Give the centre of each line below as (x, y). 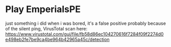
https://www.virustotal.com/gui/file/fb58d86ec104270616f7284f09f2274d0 (84, 34)
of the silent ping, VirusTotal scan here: (46, 28)
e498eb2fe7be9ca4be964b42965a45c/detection (57, 39)
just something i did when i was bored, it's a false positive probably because (86, 23)
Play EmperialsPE (43, 9)
